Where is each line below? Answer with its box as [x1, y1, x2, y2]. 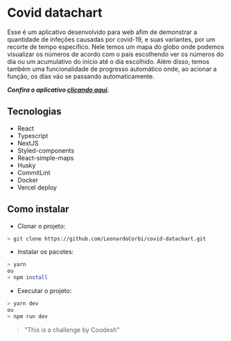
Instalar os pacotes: [17, 248, 74, 256]
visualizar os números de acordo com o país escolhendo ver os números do [7, 50, 224, 58]
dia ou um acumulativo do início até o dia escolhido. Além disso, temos [7, 57, 209, 65]
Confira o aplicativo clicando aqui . [7, 85, 110, 94]
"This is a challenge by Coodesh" [24, 325, 120, 334]
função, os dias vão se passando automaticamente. [7, 72, 155, 81]
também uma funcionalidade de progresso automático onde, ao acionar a [7, 65, 217, 73]
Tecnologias [7, 106, 62, 117]
